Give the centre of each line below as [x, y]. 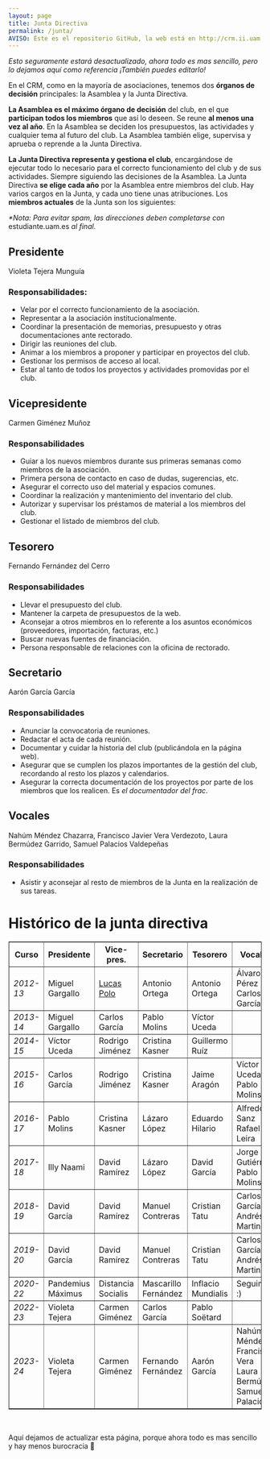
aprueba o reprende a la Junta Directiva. [75, 144]
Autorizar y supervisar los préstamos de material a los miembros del [133, 504]
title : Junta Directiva [48, 23]
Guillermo [210, 1041]
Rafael [248, 1128]
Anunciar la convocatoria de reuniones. [85, 730]
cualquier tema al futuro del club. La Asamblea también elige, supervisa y [130, 135]
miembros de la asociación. [65, 470]
